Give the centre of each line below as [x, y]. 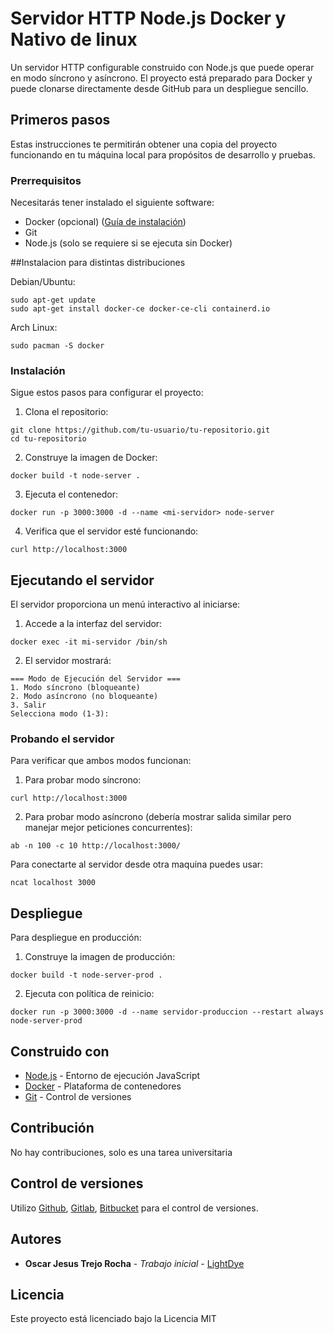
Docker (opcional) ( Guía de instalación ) [105, 222]
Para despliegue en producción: [76, 938]
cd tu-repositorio [48, 439]
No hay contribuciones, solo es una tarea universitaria [121, 1152]
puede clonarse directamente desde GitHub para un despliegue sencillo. [159, 88]
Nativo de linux [74, 39]
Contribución [52, 1128]
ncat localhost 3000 [53, 883]
